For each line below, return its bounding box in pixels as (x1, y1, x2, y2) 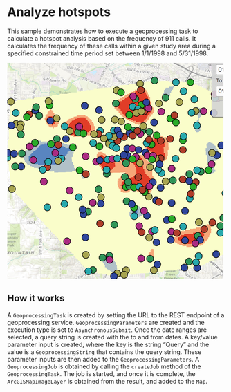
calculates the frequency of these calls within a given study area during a (7, 41, 216, 50)
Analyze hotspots (7, 4, 111, 20)
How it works (7, 292, 65, 304)
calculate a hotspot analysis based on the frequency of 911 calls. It (7, 34, 196, 42)
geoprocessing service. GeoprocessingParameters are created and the (7, 318, 205, 326)
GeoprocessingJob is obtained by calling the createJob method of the (7, 362, 202, 371)
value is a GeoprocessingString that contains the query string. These (7, 347, 202, 356)
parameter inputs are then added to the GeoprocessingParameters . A (7, 355, 200, 363)
